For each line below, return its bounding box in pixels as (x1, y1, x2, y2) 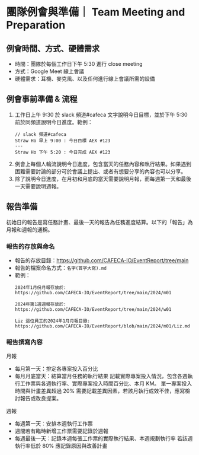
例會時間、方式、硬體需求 (6, 43, 99, 53)
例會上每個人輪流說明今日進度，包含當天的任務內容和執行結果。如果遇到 (14, 160, 191, 167)
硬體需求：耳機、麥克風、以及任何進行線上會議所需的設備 (14, 75, 155, 82)
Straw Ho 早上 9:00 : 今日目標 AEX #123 (14, 138, 111, 144)
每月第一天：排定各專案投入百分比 (14, 365, 98, 373)
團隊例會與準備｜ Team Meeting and (6, 5, 185, 19)
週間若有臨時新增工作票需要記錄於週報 (14, 428, 108, 435)
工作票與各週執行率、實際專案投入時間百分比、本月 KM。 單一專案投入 (20, 380, 192, 387)
